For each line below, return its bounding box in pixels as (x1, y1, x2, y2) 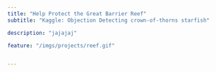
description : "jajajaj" (7, 29, 78, 36)
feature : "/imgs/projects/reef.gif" (7, 42, 115, 49)
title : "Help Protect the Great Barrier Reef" (7, 10, 147, 17)
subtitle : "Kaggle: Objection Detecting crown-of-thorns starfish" (7, 17, 210, 24)
